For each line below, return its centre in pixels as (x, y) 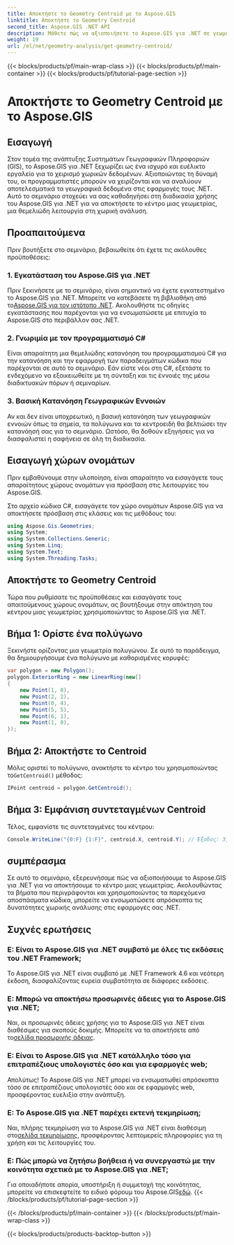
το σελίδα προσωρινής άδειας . (51, 1038)
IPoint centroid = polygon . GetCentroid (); (70, 788)
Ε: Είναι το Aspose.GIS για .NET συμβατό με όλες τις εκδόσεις (116, 949)
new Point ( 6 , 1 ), (45, 716)
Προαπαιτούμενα (46, 233)
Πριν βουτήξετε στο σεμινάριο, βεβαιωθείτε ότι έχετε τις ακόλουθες (107, 249)
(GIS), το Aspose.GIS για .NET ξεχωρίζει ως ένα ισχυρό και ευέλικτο (106, 166)
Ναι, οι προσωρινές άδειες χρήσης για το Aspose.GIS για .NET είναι (106, 1023)
